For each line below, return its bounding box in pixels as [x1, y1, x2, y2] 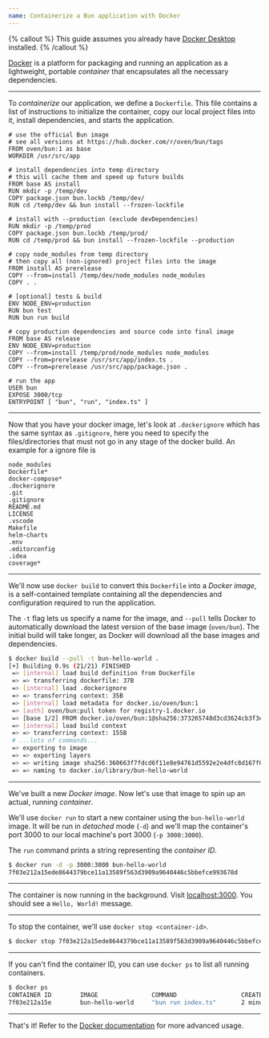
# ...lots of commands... [11, 737, 98, 745]
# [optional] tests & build [8, 292, 102, 300]
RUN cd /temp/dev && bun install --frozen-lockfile [8, 201, 184, 209]
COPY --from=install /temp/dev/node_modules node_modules [8, 271, 206, 280]
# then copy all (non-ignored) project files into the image [8, 257, 217, 265]
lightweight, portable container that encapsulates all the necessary [8, 66, 229, 76]
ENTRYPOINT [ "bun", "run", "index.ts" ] [8, 398, 149, 406]
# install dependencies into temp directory [8, 166, 159, 174]
